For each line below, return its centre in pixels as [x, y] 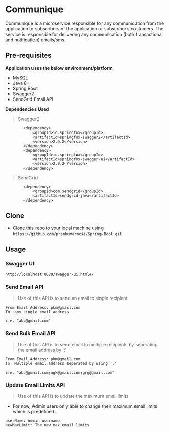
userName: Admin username [32, 421]
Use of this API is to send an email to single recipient [73, 298]
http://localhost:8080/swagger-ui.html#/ [50, 274]
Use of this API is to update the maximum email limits [73, 396]
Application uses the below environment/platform [59, 68]
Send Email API [24, 287]
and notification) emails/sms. [36, 40]
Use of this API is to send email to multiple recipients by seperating [88, 344]
